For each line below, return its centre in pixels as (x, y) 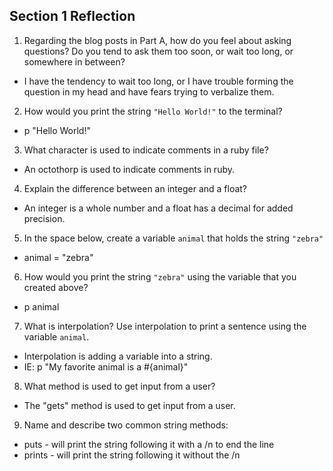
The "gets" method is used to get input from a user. (129, 405)
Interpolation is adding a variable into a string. (118, 356)
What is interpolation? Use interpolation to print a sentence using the (165, 326)
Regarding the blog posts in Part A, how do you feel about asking (157, 40)
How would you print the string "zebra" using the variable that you (160, 276)
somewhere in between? (74, 61)
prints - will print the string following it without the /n (132, 455)
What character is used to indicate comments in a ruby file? (146, 150)
